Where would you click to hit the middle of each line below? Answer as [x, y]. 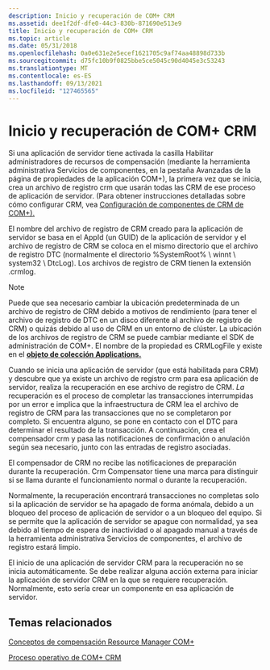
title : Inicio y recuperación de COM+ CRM [81, 31]
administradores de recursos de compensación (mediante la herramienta [129, 161]
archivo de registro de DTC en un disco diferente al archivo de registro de [130, 320]
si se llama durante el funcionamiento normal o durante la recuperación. [128, 480]
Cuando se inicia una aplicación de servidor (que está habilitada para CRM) [134, 370]
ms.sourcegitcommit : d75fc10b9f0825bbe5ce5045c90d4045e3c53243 [117, 61]
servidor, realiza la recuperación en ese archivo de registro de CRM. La [127, 387]
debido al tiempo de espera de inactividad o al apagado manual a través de [133, 530]
